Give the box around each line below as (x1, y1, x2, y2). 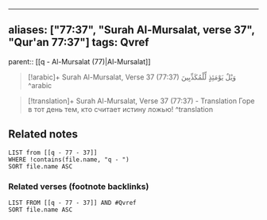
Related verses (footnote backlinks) (8, 180, 149, 191)
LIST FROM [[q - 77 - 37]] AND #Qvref (8, 199, 137, 206)
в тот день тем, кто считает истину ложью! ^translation (27, 104, 214, 114)
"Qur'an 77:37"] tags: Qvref (8, 36, 149, 49)
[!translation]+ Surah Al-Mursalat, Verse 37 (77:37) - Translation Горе (27, 96, 255, 106)
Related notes (8, 128, 78, 141)
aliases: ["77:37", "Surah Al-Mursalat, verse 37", (8, 23, 255, 37)
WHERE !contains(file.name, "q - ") (8, 156, 130, 164)
